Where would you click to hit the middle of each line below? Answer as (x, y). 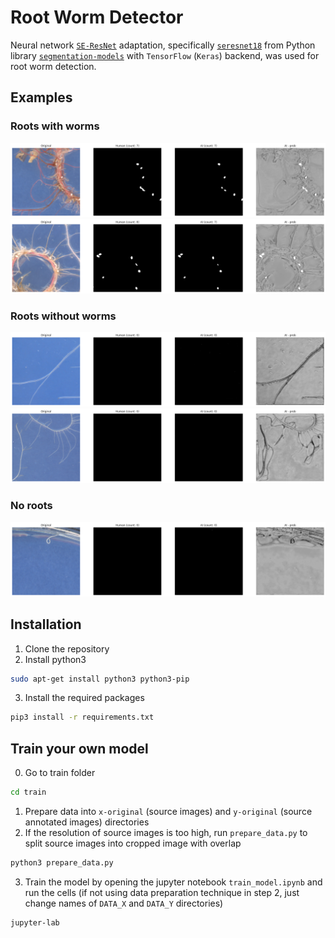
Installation (46, 624)
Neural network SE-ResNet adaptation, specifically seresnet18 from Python (163, 45)
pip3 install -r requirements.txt (82, 717)
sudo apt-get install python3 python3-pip (100, 679)
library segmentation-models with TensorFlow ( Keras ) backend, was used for (165, 55)
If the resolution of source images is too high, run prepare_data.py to (166, 833)
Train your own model (79, 748)
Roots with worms (55, 126)
